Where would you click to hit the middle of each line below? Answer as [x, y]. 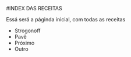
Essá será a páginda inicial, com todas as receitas [66, 19]
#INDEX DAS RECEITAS [34, 8]
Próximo [24, 43]
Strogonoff [27, 31]
